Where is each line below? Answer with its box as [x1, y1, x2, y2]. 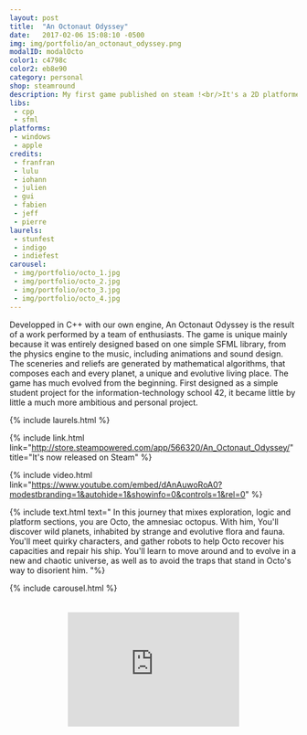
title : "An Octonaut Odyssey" [9, 22, 129, 31]
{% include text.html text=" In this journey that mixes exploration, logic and [9, 506, 291, 517]
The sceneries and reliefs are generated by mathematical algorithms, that [9, 357, 286, 368]
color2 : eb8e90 [9, 65, 68, 74]
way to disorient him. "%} [9, 564, 106, 576]
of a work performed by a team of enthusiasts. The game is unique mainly [9, 328, 288, 339]
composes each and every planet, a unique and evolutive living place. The [9, 367, 290, 378]
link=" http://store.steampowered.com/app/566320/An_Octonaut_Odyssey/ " [9, 442, 294, 453]
